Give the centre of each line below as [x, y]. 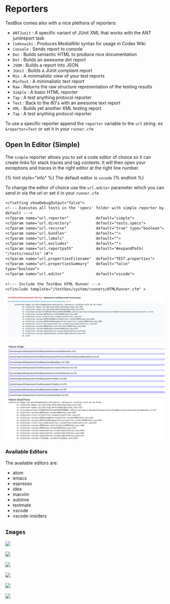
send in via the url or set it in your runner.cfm [52, 193]
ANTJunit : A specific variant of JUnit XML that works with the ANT [82, 32]
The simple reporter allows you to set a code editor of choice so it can [78, 157]
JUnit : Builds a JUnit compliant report [52, 70]
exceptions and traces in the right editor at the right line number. [72, 167]
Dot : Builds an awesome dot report [49, 59]
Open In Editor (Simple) [42, 145]
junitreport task [28, 38]
